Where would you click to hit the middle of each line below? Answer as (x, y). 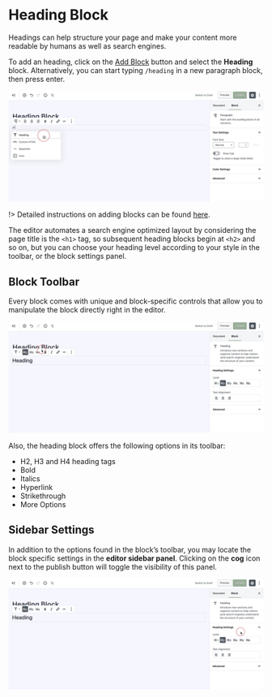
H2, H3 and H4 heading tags (68, 461)
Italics (30, 478)
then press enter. (37, 79)
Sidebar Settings (51, 530)
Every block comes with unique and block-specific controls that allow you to (136, 301)
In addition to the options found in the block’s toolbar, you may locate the (130, 549)
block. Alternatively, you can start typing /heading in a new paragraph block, (136, 70)
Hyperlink (36, 487)
